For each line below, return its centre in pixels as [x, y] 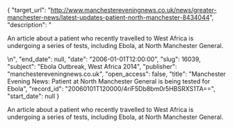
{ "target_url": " [29, 10]
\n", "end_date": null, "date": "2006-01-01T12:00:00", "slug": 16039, [104, 59]
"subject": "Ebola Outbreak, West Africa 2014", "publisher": [92, 66]
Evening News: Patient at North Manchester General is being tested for [109, 81]
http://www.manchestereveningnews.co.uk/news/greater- [134, 10]
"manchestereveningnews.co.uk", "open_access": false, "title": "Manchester [116, 74]
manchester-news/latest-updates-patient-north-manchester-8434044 [109, 17]
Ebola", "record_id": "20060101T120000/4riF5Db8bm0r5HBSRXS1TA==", [111, 89]
